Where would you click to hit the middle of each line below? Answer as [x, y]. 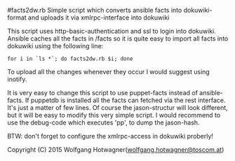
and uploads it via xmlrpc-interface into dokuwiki [99, 17]
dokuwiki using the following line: [55, 46]
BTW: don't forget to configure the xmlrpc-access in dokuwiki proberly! [110, 136]
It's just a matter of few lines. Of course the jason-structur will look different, [117, 107]
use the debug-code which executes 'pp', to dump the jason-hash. [103, 122]
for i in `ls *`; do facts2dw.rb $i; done [70, 59]
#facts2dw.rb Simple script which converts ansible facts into [95, 10]
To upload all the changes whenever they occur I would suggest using [109, 72]
